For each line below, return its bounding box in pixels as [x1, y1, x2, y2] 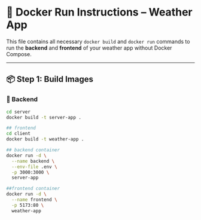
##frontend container [6, 185, 60, 192]
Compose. [6, 50, 32, 57]
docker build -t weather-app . [6, 136, 84, 142]
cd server [6, 109, 31, 115]
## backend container [6, 147, 60, 153]
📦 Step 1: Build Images [6, 74, 94, 84]
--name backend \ [11, 158, 55, 164]
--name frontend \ [11, 197, 58, 203]
